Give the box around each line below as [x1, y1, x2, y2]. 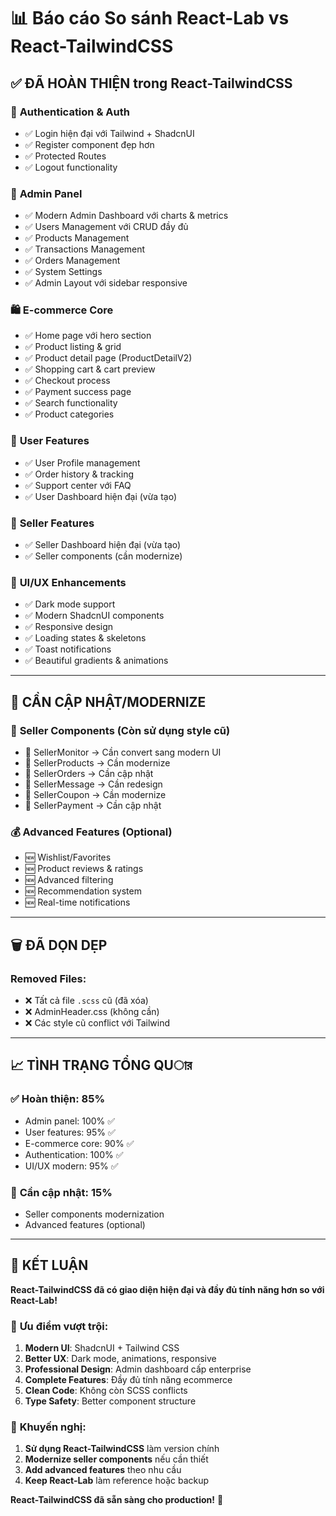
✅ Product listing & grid [24, 341, 122, 353]
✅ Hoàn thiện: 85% [10, 1092, 106, 1106]
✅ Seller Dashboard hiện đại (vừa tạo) [24, 539, 182, 551]
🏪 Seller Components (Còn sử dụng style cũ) [10, 723, 231, 737]
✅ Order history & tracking [24, 468, 135, 480]
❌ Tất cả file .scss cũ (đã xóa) [24, 995, 149, 1007]
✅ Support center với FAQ [24, 479, 132, 491]
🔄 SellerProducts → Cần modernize [24, 757, 171, 769]
